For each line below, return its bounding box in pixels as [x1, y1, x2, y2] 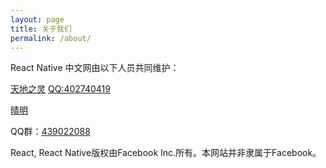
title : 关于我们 [10, 24, 72, 34]
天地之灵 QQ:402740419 [10, 83, 111, 95]
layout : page [10, 14, 65, 25]
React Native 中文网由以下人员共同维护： [10, 62, 180, 74]
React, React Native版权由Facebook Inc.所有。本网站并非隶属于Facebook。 [10, 147, 322, 159]
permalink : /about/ [10, 33, 92, 43]
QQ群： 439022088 [10, 126, 91, 138]
